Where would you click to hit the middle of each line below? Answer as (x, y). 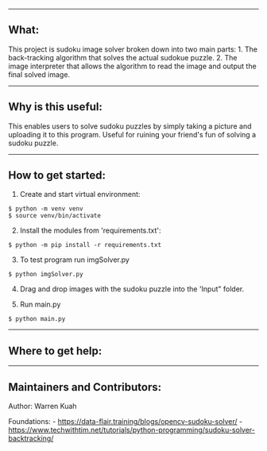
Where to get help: (55, 351)
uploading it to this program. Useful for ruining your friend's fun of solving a (132, 134)
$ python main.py (37, 319)
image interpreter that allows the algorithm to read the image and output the (132, 66)
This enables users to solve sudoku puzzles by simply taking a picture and (130, 126)
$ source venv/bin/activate (55, 216)
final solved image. (39, 74)
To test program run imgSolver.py (74, 260)
